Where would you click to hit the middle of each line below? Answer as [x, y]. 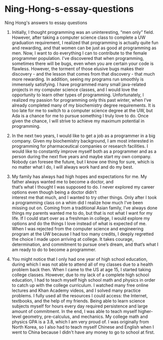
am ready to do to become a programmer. [54, 250]
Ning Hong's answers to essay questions [46, 23]
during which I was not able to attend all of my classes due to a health [82, 264]
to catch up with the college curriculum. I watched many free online [80, 285]
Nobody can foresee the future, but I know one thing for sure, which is [83, 162]
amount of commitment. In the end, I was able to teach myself [74, 311]
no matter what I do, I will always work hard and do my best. [72, 167]
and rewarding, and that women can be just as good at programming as [84, 48]
